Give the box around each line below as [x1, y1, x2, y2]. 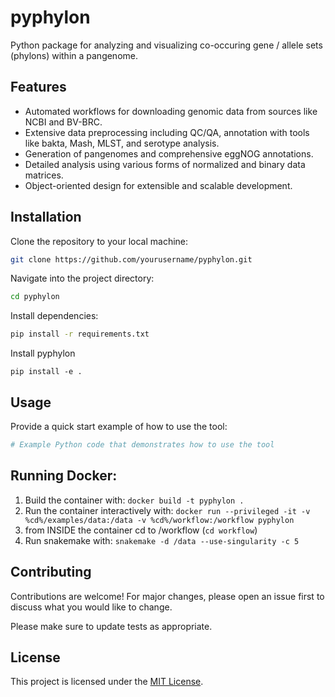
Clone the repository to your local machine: [10, 235, 189, 247]
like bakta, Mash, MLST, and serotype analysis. [24, 137, 220, 149]
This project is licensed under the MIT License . [10, 676, 204, 688]
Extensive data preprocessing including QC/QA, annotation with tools [24, 126, 310, 138]
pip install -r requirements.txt [10, 329, 150, 340]
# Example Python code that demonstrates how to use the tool [10, 440, 275, 450]
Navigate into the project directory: [10, 272, 155, 285]
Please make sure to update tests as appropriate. [10, 620, 213, 632]
